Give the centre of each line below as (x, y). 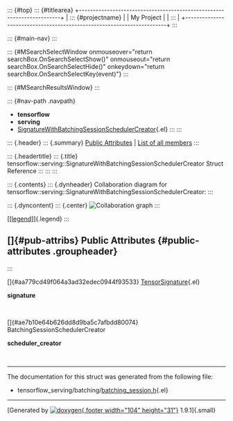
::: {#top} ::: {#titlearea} (41, 10)
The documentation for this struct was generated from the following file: (110, 376)
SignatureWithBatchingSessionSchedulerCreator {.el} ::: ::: (100, 129)
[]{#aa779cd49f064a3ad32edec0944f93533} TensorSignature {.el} (104, 282)
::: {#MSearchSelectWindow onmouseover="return (80, 52)
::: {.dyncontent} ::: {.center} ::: (84, 205)
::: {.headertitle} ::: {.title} (43, 156)
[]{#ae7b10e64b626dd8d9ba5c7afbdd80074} (73, 322)
